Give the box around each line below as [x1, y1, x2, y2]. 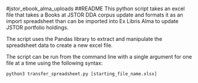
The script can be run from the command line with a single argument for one [6, 53, 192, 60]
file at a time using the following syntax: [6, 59, 103, 66]
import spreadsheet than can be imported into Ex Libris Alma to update [6, 18, 179, 24]
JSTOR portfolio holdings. [6, 24, 69, 31]
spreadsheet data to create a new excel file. [6, 41, 113, 49]
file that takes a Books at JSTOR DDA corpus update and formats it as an [6, 11, 183, 18]
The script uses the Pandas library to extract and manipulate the [6, 36, 163, 42]
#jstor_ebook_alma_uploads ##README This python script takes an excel [6, 5, 185, 12]
